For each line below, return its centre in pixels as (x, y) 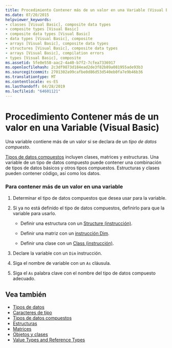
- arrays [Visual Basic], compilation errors (55, 53)
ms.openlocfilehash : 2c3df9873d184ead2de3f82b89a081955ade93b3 (74, 67)
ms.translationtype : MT (31, 77)
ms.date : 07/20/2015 (27, 15)
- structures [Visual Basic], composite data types (61, 48)
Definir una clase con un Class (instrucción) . (67, 243)
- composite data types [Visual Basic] (48, 34)
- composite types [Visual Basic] (42, 29)
